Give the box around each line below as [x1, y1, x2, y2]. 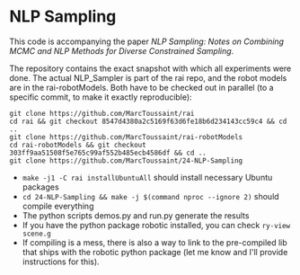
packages [22, 182, 60, 192]
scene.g [22, 229, 51, 238]
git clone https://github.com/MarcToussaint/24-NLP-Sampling [9, 155, 243, 165]
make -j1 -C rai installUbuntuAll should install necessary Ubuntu [22, 172, 273, 182]
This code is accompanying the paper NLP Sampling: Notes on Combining [9, 36, 285, 47]
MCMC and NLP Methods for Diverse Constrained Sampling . [9, 45, 234, 56]
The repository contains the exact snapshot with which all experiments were [9, 63, 292, 74]
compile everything [22, 200, 94, 211]
